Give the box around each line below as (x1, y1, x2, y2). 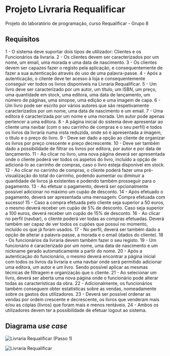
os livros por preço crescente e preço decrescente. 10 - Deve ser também (5, 140, 160, 146)
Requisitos (5, 35, 40, 44)
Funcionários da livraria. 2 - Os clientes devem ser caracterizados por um (5, 54, 159, 60)
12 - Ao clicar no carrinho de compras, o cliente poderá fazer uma (5, 167, 143, 173)
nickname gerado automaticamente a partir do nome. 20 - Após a (5, 247, 143, 254)
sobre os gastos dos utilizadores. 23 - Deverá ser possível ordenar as (5, 291, 151, 297)
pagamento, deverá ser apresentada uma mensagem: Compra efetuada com (5, 194, 165, 200)
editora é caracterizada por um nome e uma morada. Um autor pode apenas (5, 113, 165, 119)
